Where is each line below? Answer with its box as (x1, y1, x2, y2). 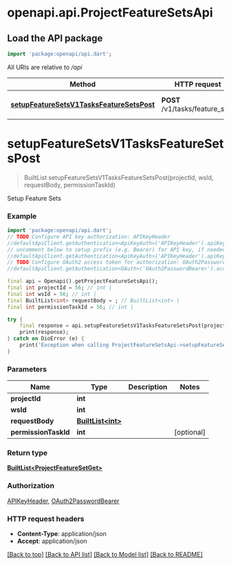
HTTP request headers (7, 514, 85, 524)
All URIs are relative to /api (7, 63, 82, 71)
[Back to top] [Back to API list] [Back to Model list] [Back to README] (7, 551, 203, 559)
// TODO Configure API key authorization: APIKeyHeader (7, 233, 170, 240)
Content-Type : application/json (16, 530, 107, 538)
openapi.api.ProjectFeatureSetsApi (7, 5, 213, 21)
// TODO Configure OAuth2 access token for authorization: (7, 259, 180, 266)
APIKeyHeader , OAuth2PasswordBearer (7, 497, 120, 505)
